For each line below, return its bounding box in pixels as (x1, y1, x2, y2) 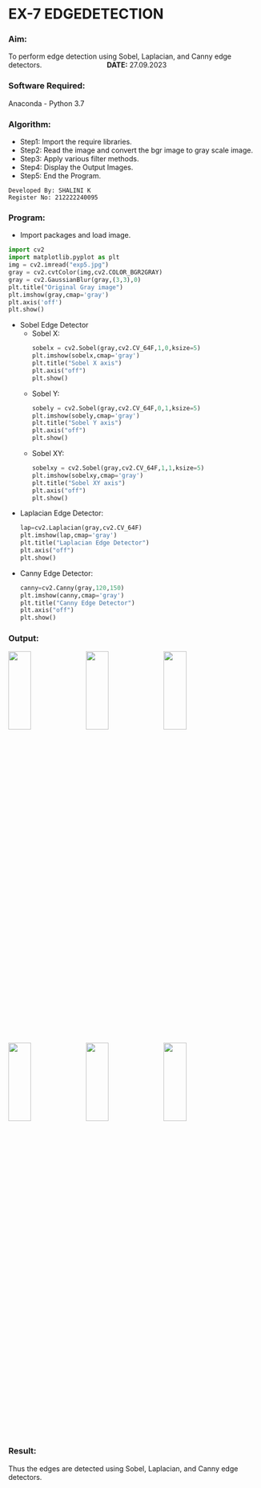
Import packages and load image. (19, 230, 131, 240)
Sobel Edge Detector (19, 320, 89, 330)
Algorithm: (8, 118, 51, 129)
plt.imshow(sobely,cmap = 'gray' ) (31, 411, 140, 420)
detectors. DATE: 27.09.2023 (8, 60, 167, 70)
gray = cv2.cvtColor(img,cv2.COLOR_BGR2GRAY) (8, 268, 163, 276)
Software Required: (8, 80, 86, 92)
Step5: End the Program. (19, 171, 102, 181)
